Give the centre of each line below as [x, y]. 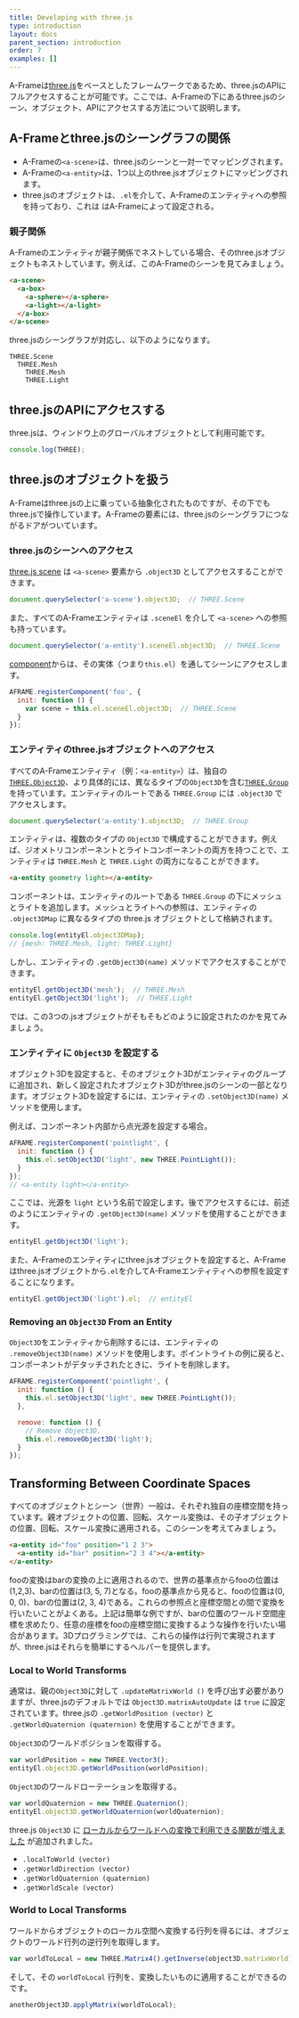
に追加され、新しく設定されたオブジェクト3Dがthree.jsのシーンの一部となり [149, 1085]
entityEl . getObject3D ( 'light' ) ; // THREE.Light [101, 998]
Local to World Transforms [68, 1670]
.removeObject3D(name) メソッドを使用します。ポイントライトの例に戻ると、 [149, 1353]
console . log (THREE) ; [48, 450]
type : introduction [45, 26]
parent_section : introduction [65, 42]
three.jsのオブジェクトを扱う [90, 480]
